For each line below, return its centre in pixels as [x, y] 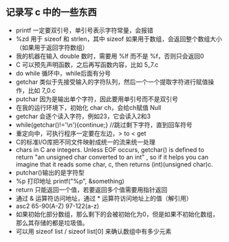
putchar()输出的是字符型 [50, 172]
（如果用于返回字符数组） [52, 47]
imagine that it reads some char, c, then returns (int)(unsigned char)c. [114, 164]
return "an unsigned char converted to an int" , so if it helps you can [112, 157]
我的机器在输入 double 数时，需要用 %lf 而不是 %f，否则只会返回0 [110, 56]
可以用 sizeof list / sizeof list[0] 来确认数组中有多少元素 [94, 231]
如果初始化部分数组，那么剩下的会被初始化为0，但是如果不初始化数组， [117, 214]
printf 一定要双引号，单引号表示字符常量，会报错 [84, 30]
